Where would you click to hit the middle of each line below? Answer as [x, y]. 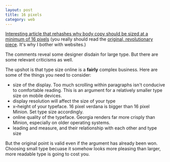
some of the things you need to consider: [48, 75]
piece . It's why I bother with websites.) [46, 45]
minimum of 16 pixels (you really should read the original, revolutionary [79, 39]
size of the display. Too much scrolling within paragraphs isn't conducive [89, 85]
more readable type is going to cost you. [48, 154]
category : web [20, 19]
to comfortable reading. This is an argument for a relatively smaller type [87, 90]
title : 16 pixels [24, 15]
